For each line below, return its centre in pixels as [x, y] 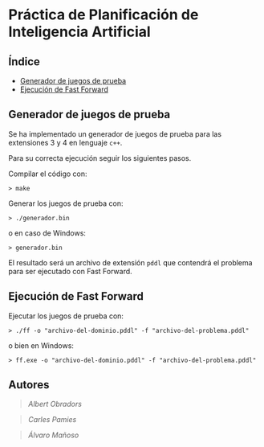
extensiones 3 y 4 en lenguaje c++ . [65, 142]
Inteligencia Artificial [79, 32]
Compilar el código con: [48, 174]
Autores [29, 385]
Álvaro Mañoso [53, 435]
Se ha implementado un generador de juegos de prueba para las [115, 133]
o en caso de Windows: [47, 233]
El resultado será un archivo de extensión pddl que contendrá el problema [130, 262]
